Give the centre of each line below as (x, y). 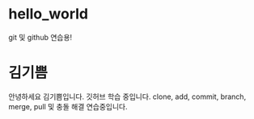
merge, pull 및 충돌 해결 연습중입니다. (68, 106)
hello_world (49, 14)
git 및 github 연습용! (40, 37)
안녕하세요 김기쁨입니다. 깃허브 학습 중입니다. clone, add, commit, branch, (127, 96)
